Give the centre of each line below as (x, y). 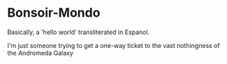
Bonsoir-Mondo (54, 13)
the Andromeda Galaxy (40, 53)
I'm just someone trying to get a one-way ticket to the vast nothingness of (113, 45)
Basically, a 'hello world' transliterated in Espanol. (79, 32)
